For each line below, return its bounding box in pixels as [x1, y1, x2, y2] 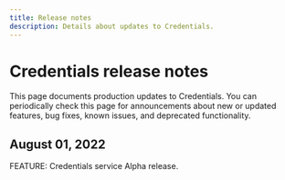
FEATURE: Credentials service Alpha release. [9, 161, 179, 172]
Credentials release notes [9, 61, 209, 82]
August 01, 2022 [9, 136, 106, 152]
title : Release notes [9, 13, 92, 23]
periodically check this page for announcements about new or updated [9, 101, 277, 112]
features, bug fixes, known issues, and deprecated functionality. [9, 110, 251, 121]
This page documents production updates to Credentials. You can [9, 91, 258, 102]
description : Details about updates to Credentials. [9, 22, 215, 31]
